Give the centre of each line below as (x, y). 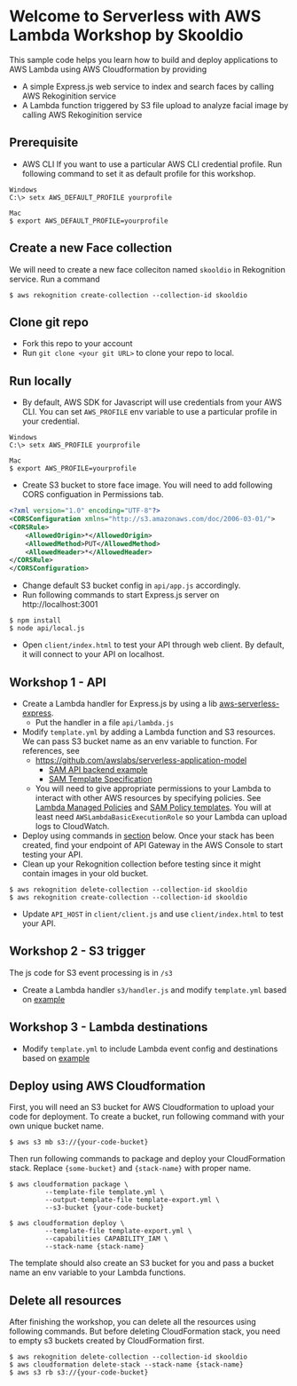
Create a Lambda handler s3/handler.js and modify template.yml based (154, 990)
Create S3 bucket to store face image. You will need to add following (147, 485)
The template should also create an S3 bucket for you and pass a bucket (142, 1263)
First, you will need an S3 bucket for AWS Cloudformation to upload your (142, 1107)
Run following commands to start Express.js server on (121, 595)
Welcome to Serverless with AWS (135, 16)
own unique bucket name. (57, 1126)
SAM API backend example (98, 769)
